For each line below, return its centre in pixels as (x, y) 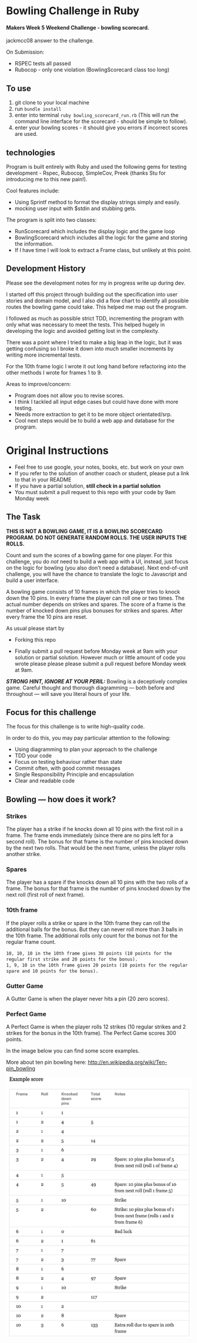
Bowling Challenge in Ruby (73, 11)
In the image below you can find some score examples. (73, 1051)
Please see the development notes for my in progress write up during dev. (96, 283)
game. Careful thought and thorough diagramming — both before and (90, 687)
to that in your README (43, 479)
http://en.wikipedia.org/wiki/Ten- (128, 1062)
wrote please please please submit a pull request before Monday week (100, 664)
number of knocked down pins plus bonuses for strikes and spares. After (94, 610)
